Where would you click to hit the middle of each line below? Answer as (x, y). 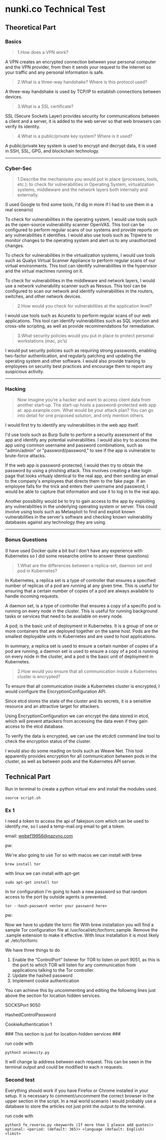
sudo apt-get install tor (32, 882)
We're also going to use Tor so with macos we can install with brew (74, 855)
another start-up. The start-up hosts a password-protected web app (87, 405)
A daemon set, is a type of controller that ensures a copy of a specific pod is (83, 605)
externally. (28, 195)
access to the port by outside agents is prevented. (56, 896)
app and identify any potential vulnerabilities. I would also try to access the (81, 440)
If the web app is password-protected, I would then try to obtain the (74, 465)
